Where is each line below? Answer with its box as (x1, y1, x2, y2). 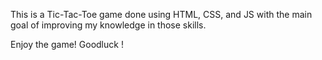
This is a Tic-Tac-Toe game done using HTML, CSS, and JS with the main (10, 9, 313, 20)
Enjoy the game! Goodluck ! (10, 39, 124, 50)
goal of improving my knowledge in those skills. (10, 19, 207, 31)
